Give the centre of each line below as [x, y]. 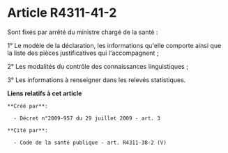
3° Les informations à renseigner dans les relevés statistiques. [97, 80]
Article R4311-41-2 [62, 13]
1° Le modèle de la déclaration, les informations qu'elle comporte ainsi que [114, 45]
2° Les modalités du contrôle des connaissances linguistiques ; [98, 66]
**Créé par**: [28, 106]
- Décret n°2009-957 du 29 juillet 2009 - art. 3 [87, 118]
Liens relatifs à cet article [45, 93]
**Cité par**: [28, 130]
